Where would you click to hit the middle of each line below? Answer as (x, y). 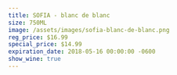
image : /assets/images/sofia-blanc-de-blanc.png (89, 30)
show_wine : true (34, 59)
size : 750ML (27, 23)
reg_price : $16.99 (38, 37)
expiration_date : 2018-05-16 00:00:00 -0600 (82, 52)
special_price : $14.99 (45, 45)
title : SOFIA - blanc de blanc (59, 15)
